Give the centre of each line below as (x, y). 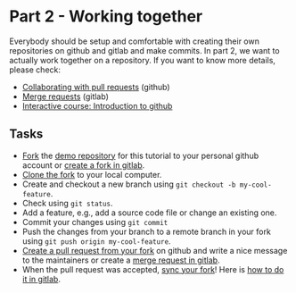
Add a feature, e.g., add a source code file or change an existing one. (149, 213)
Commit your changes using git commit (95, 222)
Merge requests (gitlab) (65, 96)
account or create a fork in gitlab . (83, 165)
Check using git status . (67, 203)
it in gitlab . (41, 279)
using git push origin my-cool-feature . (96, 241)
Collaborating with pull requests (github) (96, 87)
